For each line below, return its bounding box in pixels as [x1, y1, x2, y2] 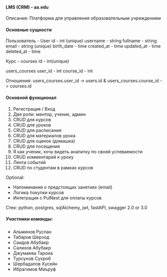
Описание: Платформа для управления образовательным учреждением [6, 15, 161, 21]
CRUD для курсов [13, 116, 52, 123]
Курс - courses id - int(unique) [6, 58, 69, 64]
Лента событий [13, 159, 46, 165]
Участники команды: [6, 216, 53, 222]
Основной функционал [6, 95, 57, 101]
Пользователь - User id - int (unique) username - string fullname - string [6, 38, 157, 44]
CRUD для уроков [13, 122, 52, 128]
